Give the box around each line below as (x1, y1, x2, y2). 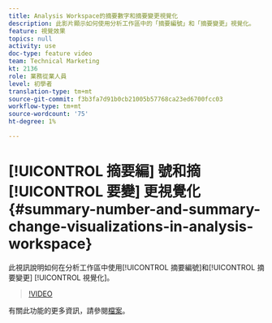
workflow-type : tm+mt (8, 102, 82, 110)
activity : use (8, 42, 57, 50)
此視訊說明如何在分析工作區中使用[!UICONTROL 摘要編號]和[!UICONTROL (8, 262, 256, 272)
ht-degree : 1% (8, 118, 57, 126)
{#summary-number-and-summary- (8, 200, 261, 219)
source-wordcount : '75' (8, 110, 89, 118)
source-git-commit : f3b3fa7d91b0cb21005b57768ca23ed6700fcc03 (8, 95, 223, 103)
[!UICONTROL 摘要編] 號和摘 (8, 162, 201, 181)
